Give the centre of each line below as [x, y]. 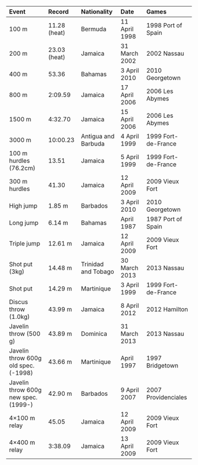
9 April [130, 390]
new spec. [23, 397]
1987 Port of [164, 219]
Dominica [94, 334]
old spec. [22, 365]
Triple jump [24, 243]
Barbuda [93, 143]
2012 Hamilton [167, 309]
